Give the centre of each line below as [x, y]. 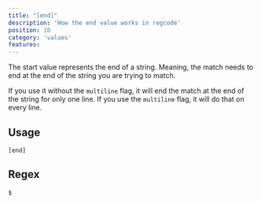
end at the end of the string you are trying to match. [92, 76]
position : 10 [29, 30]
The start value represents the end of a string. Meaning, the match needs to [131, 67]
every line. [25, 108]
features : [24, 45]
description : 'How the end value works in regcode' [94, 23]
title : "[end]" [33, 15]
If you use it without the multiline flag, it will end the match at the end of [127, 91]
